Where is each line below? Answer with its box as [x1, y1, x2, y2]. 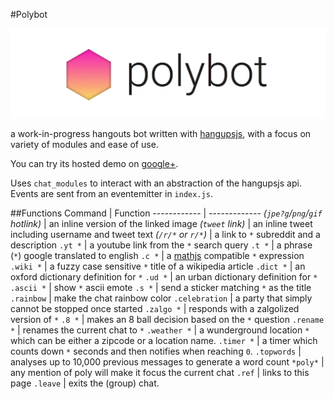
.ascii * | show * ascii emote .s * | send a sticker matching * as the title [10, 282, 312, 294]
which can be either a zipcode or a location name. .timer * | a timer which [10, 335, 318, 347]
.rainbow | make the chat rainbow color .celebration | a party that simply [10, 292, 313, 304]
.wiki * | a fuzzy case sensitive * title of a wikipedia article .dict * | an [10, 260, 306, 273]
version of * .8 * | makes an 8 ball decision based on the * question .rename [10, 314, 325, 326]
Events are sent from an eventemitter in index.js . [10, 188, 213, 200]
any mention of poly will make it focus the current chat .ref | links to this [10, 367, 310, 379]
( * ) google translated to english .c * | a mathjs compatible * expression [10, 250, 305, 262]
